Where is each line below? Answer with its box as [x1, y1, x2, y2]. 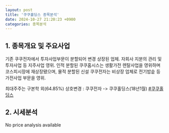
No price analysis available [5, 122, 61, 128]
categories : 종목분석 [5, 21, 47, 27]
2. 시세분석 [5, 108, 38, 117]
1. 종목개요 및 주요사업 [5, 41, 70, 50]
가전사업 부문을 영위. [5, 75, 46, 81]
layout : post [5, 7, 33, 13]
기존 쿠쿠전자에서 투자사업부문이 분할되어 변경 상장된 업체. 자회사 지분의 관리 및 [5, 56, 162, 62]
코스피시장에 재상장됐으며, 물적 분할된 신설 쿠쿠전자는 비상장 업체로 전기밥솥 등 [5, 69, 161, 75]
